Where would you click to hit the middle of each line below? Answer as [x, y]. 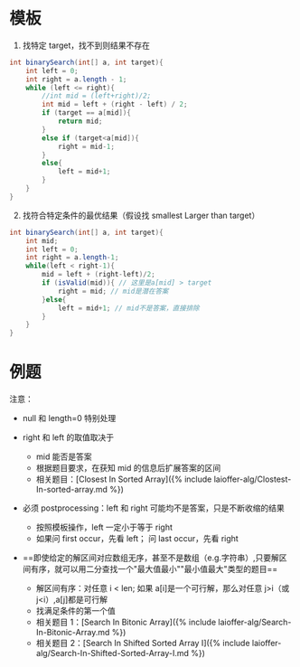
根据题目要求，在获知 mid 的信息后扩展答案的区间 [128, 468]
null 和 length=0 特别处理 [69, 418]
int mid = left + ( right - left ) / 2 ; [115, 105]
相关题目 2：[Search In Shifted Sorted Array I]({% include [143, 644]
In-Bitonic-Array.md [73, 633]
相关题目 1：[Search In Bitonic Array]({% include [126, 622]
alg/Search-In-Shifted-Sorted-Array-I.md [112, 653]
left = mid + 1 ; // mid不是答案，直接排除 [129, 308]
